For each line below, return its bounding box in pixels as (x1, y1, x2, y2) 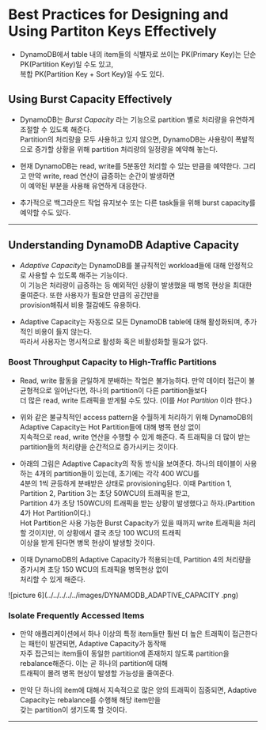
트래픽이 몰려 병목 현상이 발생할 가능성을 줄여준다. (19, 668, 174, 678)
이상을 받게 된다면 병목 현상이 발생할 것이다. (19, 538, 156, 547)
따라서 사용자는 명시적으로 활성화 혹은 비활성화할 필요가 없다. (19, 336, 208, 346)
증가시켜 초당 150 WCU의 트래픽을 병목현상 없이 (19, 564, 169, 574)
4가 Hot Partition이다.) (19, 508, 91, 517)
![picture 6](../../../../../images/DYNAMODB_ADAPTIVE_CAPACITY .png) (8, 590, 239, 600)
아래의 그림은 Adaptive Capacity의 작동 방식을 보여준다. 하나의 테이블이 (19, 459, 243, 468)
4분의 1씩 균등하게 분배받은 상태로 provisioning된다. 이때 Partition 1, (19, 478, 232, 488)
